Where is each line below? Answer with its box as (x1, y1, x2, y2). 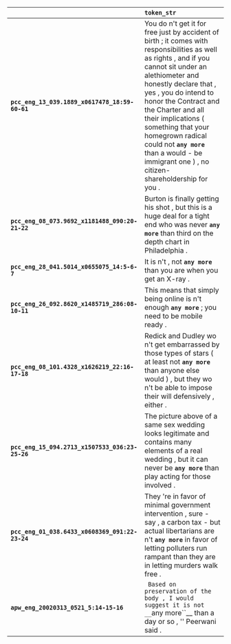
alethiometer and (144, 70, 199, 80)
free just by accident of (144, 28, 219, 37)
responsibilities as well (144, 45, 218, 54)
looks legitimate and (144, 429, 210, 438)
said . (144, 625, 162, 634)
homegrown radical (144, 131, 208, 140)
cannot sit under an (144, 62, 208, 71)
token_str (144, 9, 177, 17)
